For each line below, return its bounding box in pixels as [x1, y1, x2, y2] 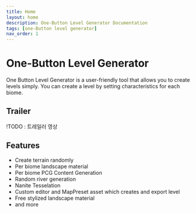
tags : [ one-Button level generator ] [6, 25, 97, 32]
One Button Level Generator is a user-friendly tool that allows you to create [6, 76, 191, 84]
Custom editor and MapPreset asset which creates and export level [14, 188, 181, 195]
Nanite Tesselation [14, 181, 61, 189]
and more [14, 200, 39, 208]
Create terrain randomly [14, 156, 74, 163]
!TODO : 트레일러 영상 [6, 123, 58, 130]
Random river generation [14, 175, 76, 183]
